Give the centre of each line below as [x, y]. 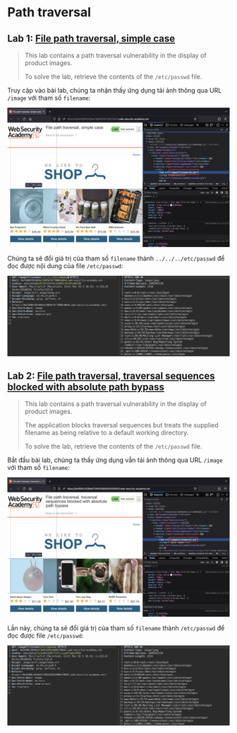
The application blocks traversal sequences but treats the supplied [121, 425]
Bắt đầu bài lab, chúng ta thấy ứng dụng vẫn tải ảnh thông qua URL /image [115, 460]
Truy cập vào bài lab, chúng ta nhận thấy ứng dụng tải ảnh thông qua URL [115, 90]
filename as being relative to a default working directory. [107, 433]
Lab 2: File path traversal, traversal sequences [111, 376]
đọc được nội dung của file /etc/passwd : [65, 266]
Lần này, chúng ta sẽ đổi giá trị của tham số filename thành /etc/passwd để [116, 628]
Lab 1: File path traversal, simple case [91, 39]
